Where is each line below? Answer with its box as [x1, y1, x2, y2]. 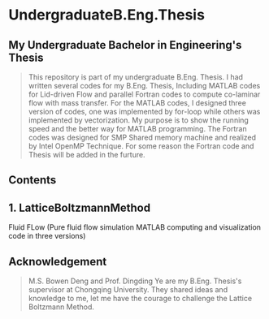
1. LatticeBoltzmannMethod [8, 200, 151, 214]
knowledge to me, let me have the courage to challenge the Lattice [28, 294, 253, 304]
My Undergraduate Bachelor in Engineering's [8, 38, 242, 52]
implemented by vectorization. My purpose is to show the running [28, 115, 249, 125]
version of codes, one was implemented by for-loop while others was [28, 107, 261, 116]
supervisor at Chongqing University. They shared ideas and [28, 285, 228, 295]
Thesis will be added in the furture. [28, 150, 145, 159]
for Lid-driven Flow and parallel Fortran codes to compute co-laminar [28, 89, 261, 99]
